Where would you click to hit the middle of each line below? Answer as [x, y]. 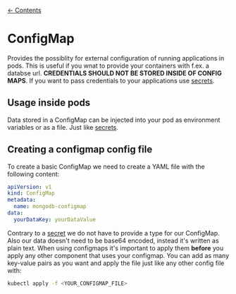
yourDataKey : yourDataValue [55, 219]
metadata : [22, 200]
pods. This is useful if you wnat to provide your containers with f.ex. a [108, 66]
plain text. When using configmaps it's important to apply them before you [116, 248]
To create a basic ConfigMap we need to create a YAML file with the [106, 166]
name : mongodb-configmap [50, 207]
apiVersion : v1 [30, 187]
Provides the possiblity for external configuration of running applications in [116, 58]
